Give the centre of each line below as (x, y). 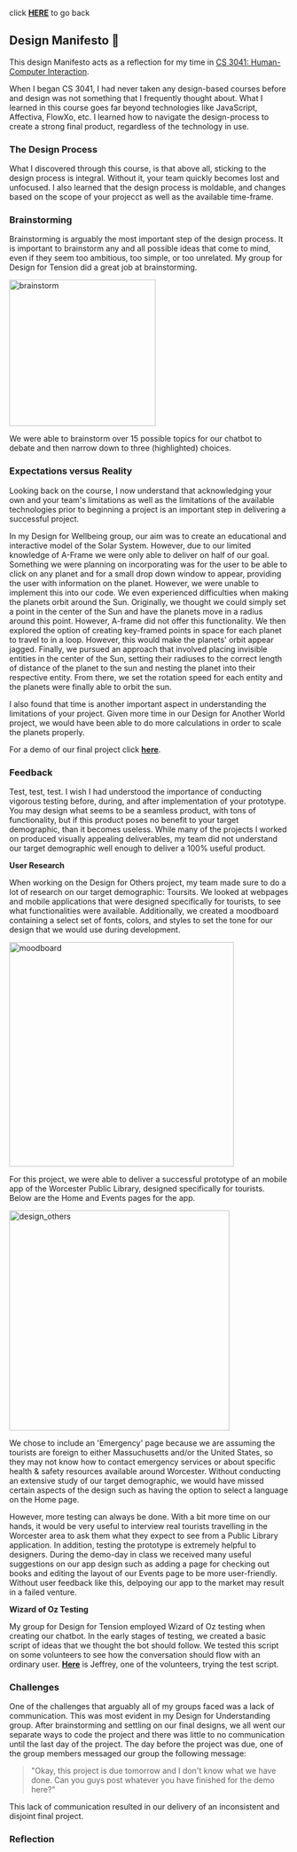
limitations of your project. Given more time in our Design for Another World (147, 713)
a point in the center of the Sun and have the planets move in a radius (136, 611)
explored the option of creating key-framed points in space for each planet (145, 630)
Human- (266, 62)
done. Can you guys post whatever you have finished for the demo (152, 1780)
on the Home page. (44, 1499)
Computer (27, 71)
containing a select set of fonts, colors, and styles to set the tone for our (141, 920)
